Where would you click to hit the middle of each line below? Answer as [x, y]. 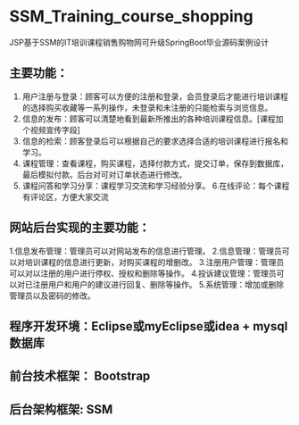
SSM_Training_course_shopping [131, 17]
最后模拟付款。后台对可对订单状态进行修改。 [104, 174]
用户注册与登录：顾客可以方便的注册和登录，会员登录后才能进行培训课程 [155, 96]
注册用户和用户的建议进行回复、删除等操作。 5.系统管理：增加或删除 [158, 284]
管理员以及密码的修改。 [52, 296]
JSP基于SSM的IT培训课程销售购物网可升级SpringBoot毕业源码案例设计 [139, 42]
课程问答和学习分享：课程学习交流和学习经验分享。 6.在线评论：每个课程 [156, 186]
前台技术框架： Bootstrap [80, 376]
